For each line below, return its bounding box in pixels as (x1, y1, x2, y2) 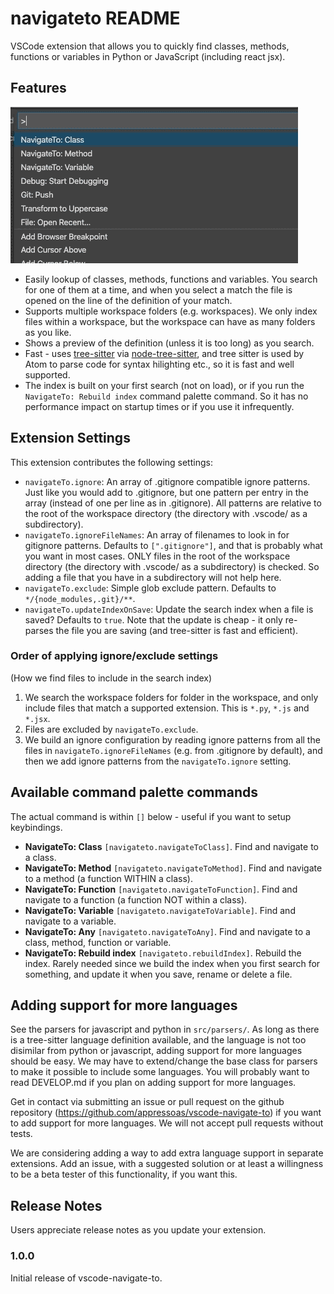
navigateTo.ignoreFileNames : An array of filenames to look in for (24, 528, 290, 541)
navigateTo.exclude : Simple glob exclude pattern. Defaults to (24, 582, 277, 594)
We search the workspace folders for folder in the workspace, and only (24, 691, 319, 703)
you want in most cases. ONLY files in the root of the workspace (24, 550, 291, 562)
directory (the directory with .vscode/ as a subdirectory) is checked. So (24, 560, 320, 572)
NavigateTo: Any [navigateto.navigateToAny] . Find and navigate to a (24, 925, 311, 937)
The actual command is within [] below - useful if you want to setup (10, 810, 292, 822)
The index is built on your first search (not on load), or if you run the (24, 379, 305, 391)
